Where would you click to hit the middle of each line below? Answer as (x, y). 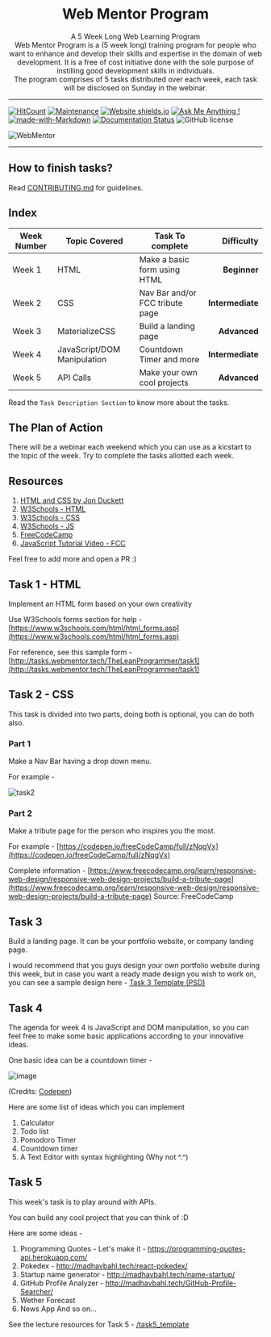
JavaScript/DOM (89, 349)
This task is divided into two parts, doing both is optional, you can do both (131, 714)
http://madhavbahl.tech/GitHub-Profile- (171, 1283)
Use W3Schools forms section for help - (75, 619)
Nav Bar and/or (168, 293)
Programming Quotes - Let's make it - (83, 1248)
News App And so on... (58, 1309)
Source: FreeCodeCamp (194, 896)
